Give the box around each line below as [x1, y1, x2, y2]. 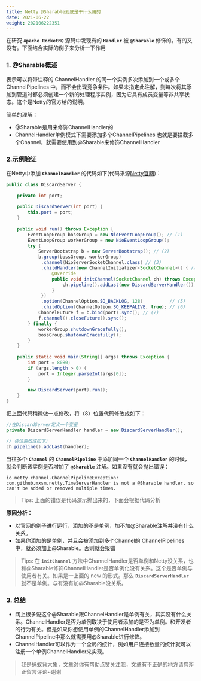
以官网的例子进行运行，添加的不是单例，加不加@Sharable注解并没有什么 [14, 522, 194, 529]
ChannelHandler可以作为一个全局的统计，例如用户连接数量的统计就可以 [14, 640, 191, 647]
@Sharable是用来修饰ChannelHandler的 [14, 123, 114, 130]
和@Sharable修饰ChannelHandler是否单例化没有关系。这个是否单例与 [20, 564, 193, 571]
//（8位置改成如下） [6, 438, 50, 444]
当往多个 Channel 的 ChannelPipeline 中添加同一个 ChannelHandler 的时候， [6, 455, 190, 463]
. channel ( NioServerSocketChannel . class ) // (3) [41, 260, 162, 266]
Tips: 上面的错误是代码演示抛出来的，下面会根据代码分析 [20, 496, 161, 503]
